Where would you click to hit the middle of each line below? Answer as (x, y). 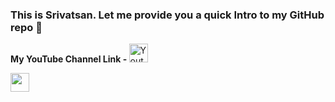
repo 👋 (26, 27)
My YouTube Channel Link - (69, 59)
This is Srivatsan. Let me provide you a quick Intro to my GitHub (167, 15)
